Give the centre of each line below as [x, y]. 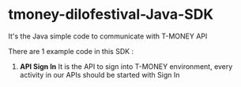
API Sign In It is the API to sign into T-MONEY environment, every [126, 66]
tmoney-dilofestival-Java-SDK [111, 14]
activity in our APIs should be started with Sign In [100, 74]
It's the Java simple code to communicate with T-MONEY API [108, 36]
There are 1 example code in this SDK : [71, 51]
